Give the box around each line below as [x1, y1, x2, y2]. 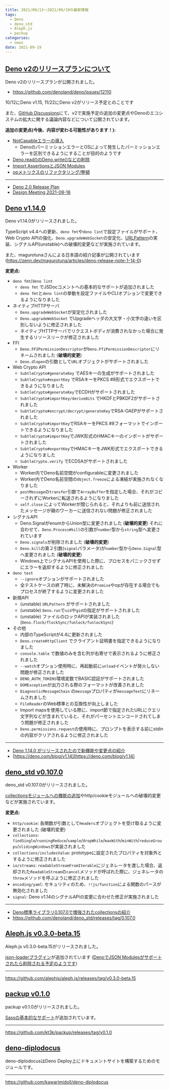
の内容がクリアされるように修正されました [20, 732, 109, 738]
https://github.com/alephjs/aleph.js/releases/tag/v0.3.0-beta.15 [5, 975, 136, 981]
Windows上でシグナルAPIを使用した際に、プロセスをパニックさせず [20, 558, 161, 564]
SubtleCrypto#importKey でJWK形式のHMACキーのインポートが [20, 433, 150, 439]
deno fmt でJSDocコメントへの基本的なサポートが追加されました [20, 284, 155, 290]
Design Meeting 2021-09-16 [12, 189, 71, 195]
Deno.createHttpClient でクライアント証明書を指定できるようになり [20, 638, 161, 644]
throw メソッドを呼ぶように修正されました [12, 875, 99, 881]
